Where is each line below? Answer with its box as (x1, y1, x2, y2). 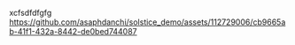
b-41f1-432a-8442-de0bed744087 (9, 26, 137, 36)
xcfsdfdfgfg (9, 8, 52, 18)
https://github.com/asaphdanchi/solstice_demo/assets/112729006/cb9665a (9, 17, 286, 27)
